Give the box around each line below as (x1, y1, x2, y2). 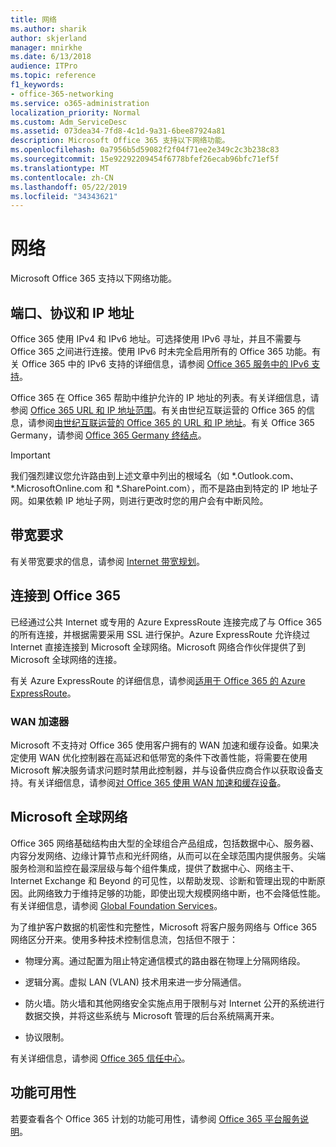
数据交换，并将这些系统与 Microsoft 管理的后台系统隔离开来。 (24, 1009, 280, 1021)
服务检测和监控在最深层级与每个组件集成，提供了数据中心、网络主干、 (10, 862, 300, 874)
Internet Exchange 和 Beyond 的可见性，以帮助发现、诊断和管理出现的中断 (10, 874, 317, 886)
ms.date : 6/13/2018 (10, 52, 92, 62)
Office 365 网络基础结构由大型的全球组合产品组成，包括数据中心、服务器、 (10, 837, 320, 849)
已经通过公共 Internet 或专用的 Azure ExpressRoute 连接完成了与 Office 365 (10, 616, 322, 628)
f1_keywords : (10, 80, 65, 90)
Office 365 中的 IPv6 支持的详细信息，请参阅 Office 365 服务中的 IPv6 (21, 358, 310, 370)
